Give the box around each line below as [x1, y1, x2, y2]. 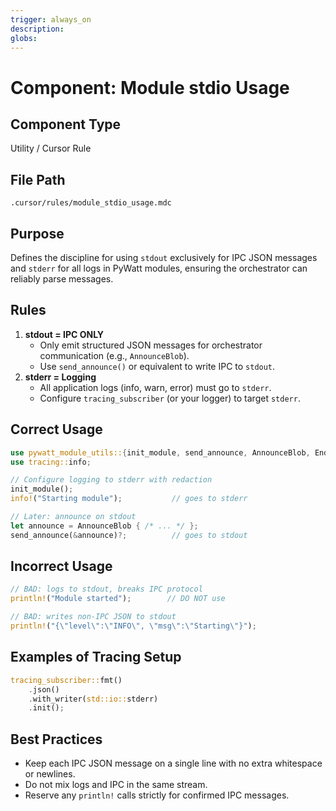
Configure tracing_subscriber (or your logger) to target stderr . [39, 392, 301, 404]
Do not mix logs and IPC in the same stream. [24, 779, 208, 791]
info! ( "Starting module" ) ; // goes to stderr [10, 494, 248, 504]
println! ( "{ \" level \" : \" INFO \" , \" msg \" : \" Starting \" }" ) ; [10, 621, 257, 631]
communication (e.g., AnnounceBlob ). [39, 349, 190, 361]
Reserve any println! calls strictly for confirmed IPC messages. [24, 789, 290, 801]
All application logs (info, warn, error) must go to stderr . [39, 381, 272, 393]
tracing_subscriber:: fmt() [10, 675, 123, 685]
